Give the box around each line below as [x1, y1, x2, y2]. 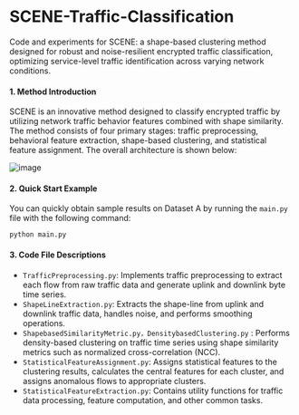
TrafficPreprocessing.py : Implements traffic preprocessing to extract [22, 269, 283, 280]
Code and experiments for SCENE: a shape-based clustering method [9, 36, 266, 47]
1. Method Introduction [9, 86, 97, 97]
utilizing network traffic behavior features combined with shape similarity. [9, 116, 284, 127]
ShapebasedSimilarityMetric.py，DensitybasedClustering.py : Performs [22, 327, 290, 338]
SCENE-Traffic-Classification [9, 6, 235, 27]
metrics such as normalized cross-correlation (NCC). [22, 346, 221, 357]
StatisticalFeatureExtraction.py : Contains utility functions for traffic [22, 385, 284, 396]
